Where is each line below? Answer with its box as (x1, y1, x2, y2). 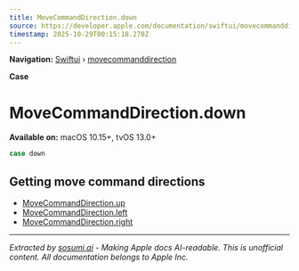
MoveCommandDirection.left (21, 207, 128, 218)
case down (9, 149, 46, 159)
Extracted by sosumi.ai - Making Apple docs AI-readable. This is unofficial (9, 242, 283, 252)
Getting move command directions (9, 174, 206, 189)
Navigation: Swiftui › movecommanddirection (9, 54, 177, 65)
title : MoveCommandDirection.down (9, 12, 138, 22)
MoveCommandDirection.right (21, 217, 133, 227)
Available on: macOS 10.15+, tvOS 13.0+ (9, 132, 157, 143)
